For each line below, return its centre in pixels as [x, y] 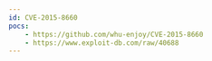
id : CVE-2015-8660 [43, 17]
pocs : [19, 26]
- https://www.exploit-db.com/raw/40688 [102, 43]
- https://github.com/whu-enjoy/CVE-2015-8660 [114, 34]
